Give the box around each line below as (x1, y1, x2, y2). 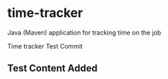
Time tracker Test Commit (7, 42, 83, 50)
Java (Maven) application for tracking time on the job (7, 28, 162, 37)
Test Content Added (7, 62, 97, 75)
